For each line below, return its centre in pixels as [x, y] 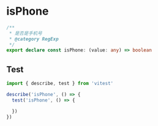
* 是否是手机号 [25, 33]
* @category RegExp [34, 39]
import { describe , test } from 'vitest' [60, 84]
